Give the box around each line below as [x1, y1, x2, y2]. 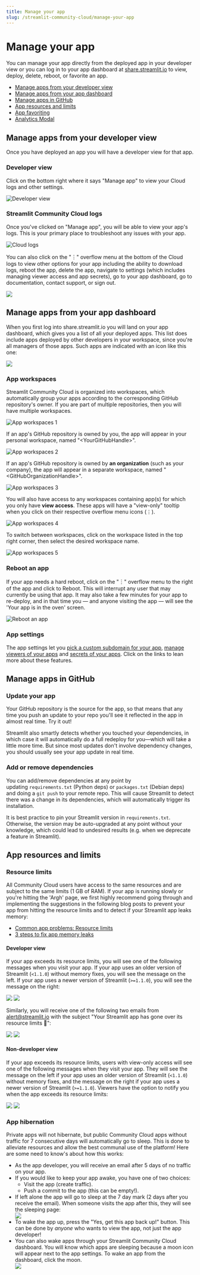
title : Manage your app [6, 8, 65, 15]
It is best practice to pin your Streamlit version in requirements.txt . [6, 814, 171, 821]
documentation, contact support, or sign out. [6, 279, 116, 286]
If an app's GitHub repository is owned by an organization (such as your [6, 459, 184, 467]
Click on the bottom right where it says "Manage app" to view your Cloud [6, 177, 186, 184]
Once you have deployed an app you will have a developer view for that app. [6, 148, 194, 156]
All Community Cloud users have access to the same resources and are [6, 881, 182, 888]
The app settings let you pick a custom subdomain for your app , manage [6, 644, 185, 651]
